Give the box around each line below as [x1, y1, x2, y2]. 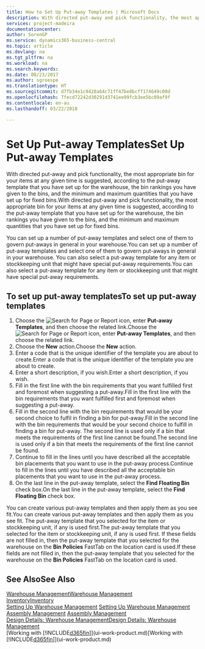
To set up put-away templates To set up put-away [6, 291, 197, 302]
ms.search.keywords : [6, 65, 59, 72]
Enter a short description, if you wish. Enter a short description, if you [15, 369, 189, 376]
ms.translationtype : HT [6, 83, 67, 89]
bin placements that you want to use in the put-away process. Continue [15, 460, 193, 467]
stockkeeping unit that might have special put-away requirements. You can [6, 261, 193, 268]
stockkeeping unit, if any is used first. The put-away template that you [6, 524, 181, 531]
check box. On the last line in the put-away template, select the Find [15, 486, 185, 493]
